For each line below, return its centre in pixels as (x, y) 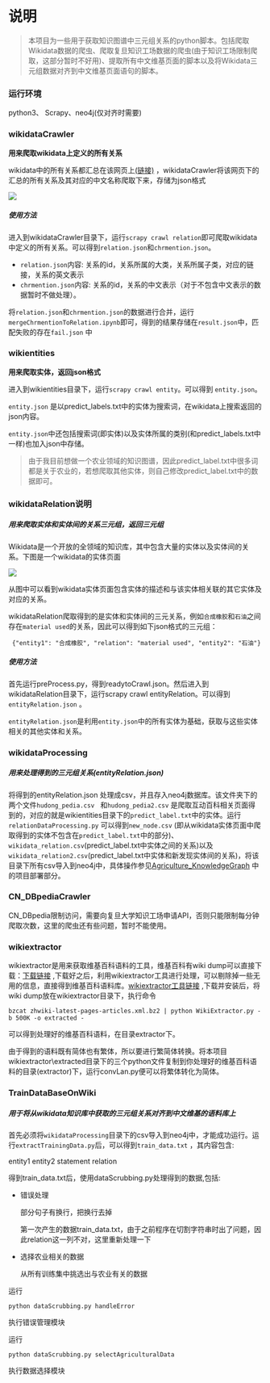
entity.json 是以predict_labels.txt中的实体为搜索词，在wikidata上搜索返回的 (135, 406)
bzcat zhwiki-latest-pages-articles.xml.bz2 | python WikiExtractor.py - (135, 1011)
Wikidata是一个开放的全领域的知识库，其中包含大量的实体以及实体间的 (125, 547)
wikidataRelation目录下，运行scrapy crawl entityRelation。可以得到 (120, 694)
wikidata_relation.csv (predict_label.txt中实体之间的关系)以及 (111, 845)
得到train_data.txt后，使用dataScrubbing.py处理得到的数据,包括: (114, 1178)
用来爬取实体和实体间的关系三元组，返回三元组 (86, 525)
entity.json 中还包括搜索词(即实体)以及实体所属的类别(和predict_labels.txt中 (135, 434)
